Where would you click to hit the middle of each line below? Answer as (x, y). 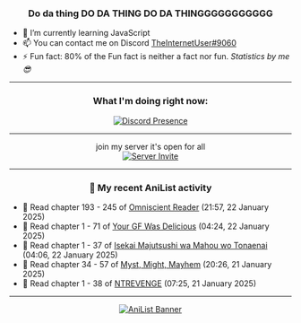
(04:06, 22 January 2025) (70, 255)
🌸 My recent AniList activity (150, 188)
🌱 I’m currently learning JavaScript (86, 33)
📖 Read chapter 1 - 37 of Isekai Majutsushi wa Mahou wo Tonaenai (145, 245)
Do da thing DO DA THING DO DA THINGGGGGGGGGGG (150, 13)
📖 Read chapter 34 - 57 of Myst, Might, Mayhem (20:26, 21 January (147, 264)
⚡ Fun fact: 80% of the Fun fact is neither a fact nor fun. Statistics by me (156, 57)
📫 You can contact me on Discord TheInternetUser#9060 (129, 43)
